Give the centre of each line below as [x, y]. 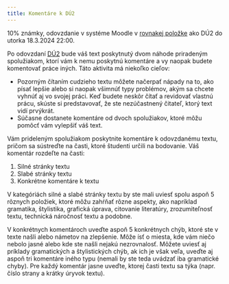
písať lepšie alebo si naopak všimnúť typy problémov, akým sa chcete [116, 88]
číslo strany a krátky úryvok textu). [56, 273]
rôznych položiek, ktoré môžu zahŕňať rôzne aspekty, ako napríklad [102, 201]
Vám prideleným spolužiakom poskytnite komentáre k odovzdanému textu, [112, 139]
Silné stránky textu [43, 166]
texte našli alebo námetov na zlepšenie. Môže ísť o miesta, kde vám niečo [111, 237]
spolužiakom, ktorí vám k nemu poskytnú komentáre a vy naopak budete [110, 61]
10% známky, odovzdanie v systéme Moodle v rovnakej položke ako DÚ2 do [115, 33]
